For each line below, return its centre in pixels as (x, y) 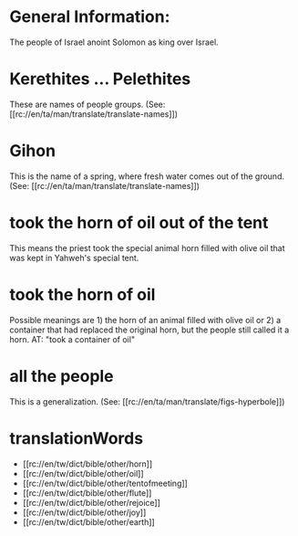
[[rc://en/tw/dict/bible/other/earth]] (88, 521)
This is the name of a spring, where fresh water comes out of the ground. (147, 176)
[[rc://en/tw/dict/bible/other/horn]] (87, 464)
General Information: (90, 17)
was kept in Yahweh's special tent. (74, 257)
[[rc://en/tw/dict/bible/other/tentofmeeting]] (105, 483)
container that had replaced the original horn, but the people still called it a (149, 330)
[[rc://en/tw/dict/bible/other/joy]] (84, 512)
